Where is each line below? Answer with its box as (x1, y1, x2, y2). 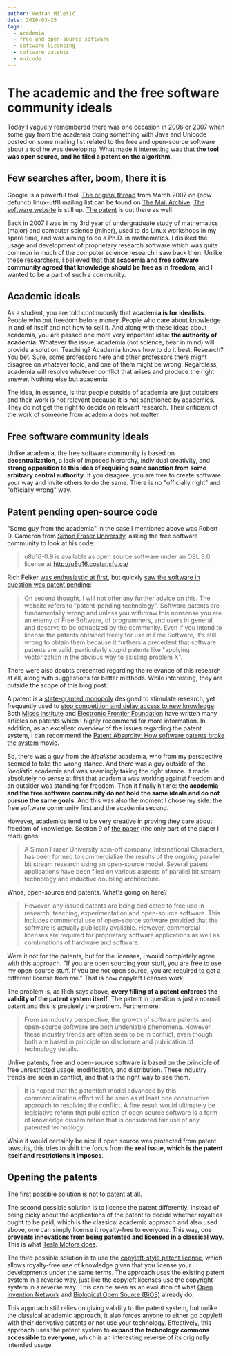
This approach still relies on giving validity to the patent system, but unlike (7, 1303, 218, 1312)
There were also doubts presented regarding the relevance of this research (7, 666, 221, 674)
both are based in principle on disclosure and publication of (23, 1037, 194, 1046)
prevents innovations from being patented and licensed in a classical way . (7, 1233, 224, 1241)
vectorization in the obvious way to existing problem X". (23, 653, 183, 661)
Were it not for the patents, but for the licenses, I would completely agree (7, 951, 215, 960)
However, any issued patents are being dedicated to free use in (23, 901, 205, 910)
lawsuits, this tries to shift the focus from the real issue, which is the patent (7, 1144, 223, 1152)
